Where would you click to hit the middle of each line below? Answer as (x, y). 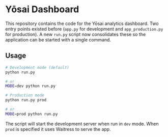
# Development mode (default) (37, 67)
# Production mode (25, 95)
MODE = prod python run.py (32, 114)
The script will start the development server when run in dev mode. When (82, 124)
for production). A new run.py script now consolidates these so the (76, 34)
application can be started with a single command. (58, 40)
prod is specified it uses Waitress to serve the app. (58, 129)
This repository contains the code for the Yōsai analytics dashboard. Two (82, 23)
